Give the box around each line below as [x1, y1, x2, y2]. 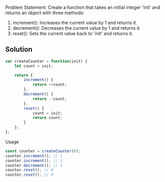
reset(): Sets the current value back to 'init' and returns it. [12, 31, 133, 36]
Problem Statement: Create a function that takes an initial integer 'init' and [5, 5, 160, 10]
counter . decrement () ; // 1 [5, 163, 63, 168]
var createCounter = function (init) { [5, 59, 88, 64]
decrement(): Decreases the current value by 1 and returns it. [12, 25, 141, 31]
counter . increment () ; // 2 [5, 158, 63, 163]
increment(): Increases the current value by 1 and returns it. [12, 20, 137, 25]
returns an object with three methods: [5, 10, 85, 16]
